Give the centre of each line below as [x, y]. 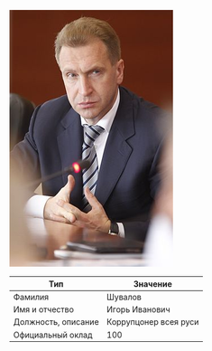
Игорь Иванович [138, 309]
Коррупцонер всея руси [153, 322]
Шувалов [124, 297]
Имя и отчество [44, 309]
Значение [153, 284]
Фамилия [31, 297]
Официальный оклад [53, 335]
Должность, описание [56, 322]
